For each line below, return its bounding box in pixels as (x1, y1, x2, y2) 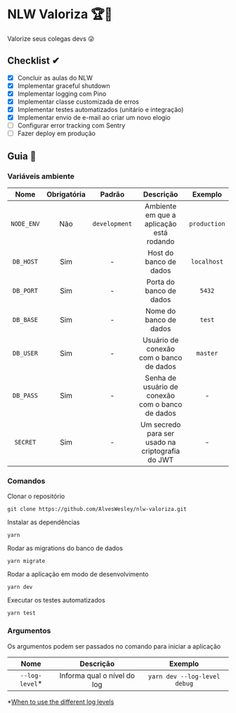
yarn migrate (7, 558, 46, 565)
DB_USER (13, 349, 39, 357)
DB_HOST (13, 257, 39, 266)
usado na (145, 437, 176, 447)
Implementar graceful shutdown (17, 81, 110, 89)
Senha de (145, 373, 177, 383)
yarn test (7, 609, 37, 617)
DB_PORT (13, 287, 39, 294)
